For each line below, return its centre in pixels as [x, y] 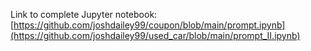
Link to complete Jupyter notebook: [84, 14]
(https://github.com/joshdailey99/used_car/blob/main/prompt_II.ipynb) [155, 35]
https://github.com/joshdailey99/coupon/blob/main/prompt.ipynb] [149, 25]
